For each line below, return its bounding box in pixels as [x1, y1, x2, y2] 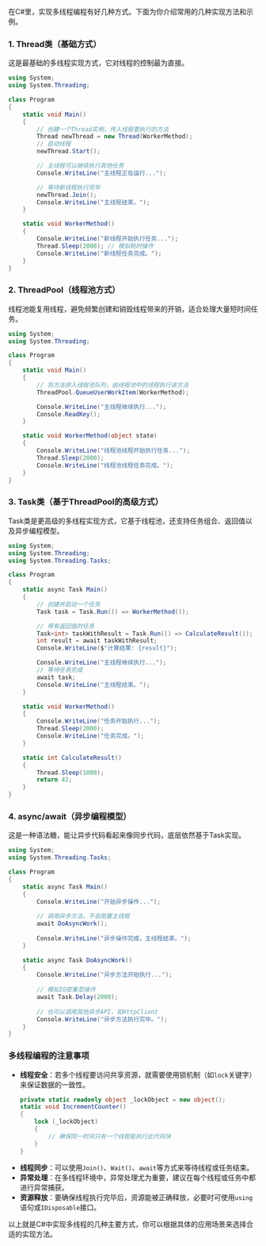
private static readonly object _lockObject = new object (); [19, 1095, 226, 1104]
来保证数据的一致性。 [19, 1079, 89, 1090]
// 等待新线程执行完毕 [36, 183, 101, 191]
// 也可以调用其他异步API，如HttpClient [36, 1008, 158, 1016]
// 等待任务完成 [36, 666, 83, 674]
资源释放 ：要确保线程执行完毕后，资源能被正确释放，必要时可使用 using [19, 1192, 253, 1202]
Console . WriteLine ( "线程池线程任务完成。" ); [36, 461, 174, 469]
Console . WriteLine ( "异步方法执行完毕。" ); [36, 1015, 168, 1023]
